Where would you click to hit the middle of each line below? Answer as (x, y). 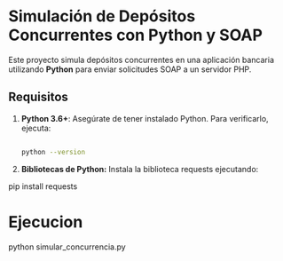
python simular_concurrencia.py (67, 247)
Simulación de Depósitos (102, 16)
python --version (53, 152)
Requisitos (38, 97)
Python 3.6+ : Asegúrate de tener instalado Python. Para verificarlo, (145, 118)
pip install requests (43, 186)
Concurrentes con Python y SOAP (136, 35)
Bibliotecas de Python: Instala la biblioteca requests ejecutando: (140, 169)
